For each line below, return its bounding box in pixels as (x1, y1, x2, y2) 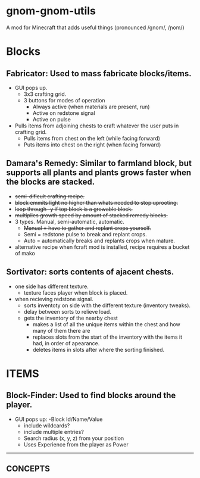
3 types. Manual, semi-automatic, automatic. (14, 218, 125, 225)
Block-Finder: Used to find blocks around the (6, 390, 176, 401)
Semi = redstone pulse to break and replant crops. (23, 230, 147, 238)
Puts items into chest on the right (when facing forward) (23, 141, 161, 148)
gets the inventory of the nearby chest (23, 314, 118, 321)
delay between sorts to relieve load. (23, 308, 112, 315)
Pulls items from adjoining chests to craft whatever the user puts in (14, 122, 179, 129)
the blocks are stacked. (6, 177, 95, 187)
